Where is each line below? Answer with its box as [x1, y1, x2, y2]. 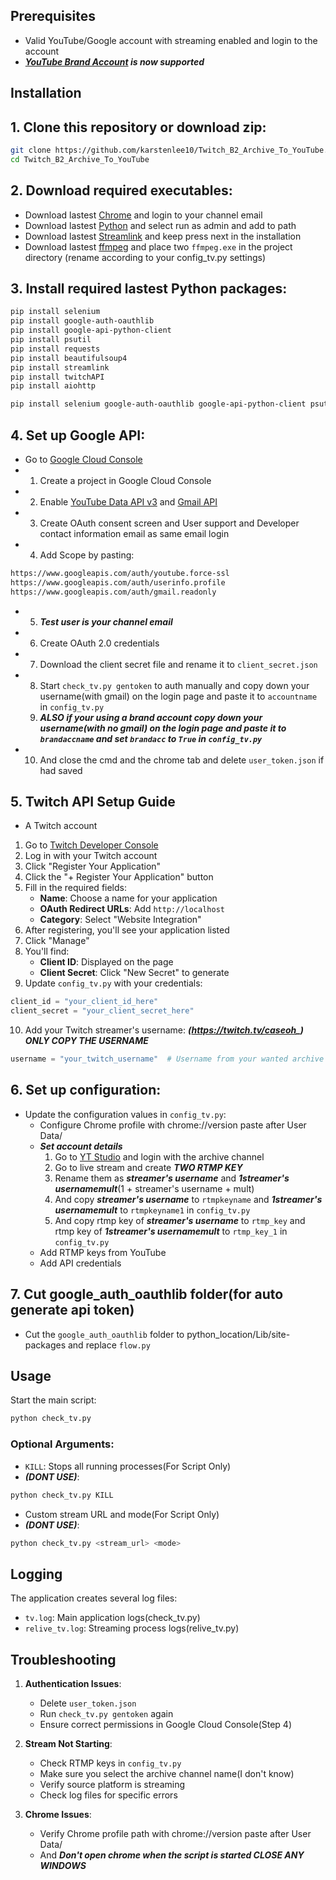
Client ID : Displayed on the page [39, 956, 174, 968]
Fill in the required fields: [24, 882, 127, 894]
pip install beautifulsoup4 [10, 353, 128, 363]
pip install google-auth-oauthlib [10, 316, 155, 326]
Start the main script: [10, 1394, 97, 1406]
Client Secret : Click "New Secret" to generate [39, 967, 230, 979]
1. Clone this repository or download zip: [10, 119, 267, 136]
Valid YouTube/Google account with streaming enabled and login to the [24, 34, 318, 46]
